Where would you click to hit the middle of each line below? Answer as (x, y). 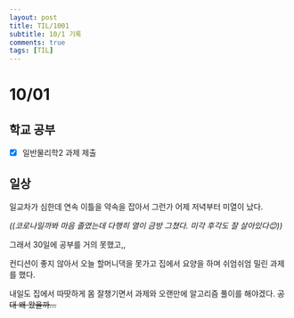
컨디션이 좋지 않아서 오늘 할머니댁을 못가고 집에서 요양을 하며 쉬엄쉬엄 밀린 (139, 263)
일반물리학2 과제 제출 (59, 153)
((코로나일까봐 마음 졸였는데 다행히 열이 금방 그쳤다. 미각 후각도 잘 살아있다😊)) (146, 225)
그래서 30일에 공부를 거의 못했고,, (68, 245)
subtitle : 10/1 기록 (45, 34)
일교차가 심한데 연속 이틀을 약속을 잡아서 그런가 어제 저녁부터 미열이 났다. (136, 207)
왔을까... (42, 305)
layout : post (33, 17)
